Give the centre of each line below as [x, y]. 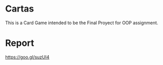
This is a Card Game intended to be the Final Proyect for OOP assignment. [82, 23]
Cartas [20, 9]
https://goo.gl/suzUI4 [27, 57]
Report [20, 43]
